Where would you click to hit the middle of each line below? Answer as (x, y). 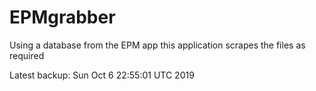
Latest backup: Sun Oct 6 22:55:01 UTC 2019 (102, 75)
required (27, 55)
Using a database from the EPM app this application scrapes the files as (157, 45)
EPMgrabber (62, 17)
